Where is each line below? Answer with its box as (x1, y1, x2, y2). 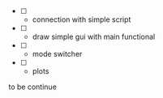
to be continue (8, 82, 57, 92)
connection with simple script (32, 15, 131, 24)
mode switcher (32, 49, 83, 58)
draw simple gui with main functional (32, 32, 156, 41)
